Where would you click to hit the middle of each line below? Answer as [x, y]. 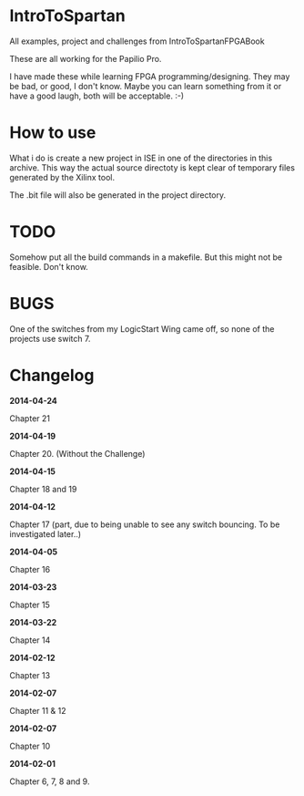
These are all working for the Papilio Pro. [86, 58]
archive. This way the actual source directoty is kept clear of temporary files [152, 167]
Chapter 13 [30, 675]
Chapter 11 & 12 [38, 710]
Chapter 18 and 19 [43, 489]
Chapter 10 [30, 746]
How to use [53, 133]
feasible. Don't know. [49, 266]
